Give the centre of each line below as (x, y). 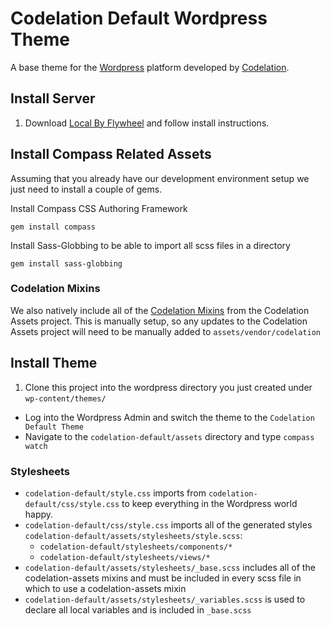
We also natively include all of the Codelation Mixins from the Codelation (160, 310)
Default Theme (54, 427)
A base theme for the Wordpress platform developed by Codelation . (150, 67)
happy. (39, 514)
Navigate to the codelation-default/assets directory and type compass (169, 436)
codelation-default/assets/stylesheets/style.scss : (133, 535)
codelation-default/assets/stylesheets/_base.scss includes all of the (170, 567)
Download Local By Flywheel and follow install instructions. (147, 123)
